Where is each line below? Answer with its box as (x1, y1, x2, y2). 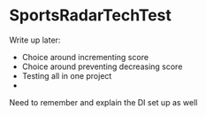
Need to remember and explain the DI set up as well (9, 97, 198, 107)
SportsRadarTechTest (9, 5, 172, 26)
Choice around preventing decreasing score (21, 61, 183, 72)
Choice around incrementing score (21, 51, 149, 62)
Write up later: (9, 35, 61, 45)
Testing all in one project (21, 70, 112, 81)
